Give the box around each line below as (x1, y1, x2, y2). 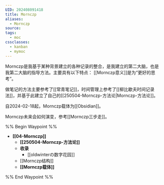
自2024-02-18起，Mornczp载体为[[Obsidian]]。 (5, 103, 104, 109)
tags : (5, 30, 16, 35)
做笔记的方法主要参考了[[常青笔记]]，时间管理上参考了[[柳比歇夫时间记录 (5, 86, 155, 92)
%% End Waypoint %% (5, 174, 53, 180)
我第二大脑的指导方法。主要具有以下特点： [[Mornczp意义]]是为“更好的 (5, 69, 151, 75)
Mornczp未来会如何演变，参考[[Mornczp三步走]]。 (5, 113, 110, 119)
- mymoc (9, 49, 26, 54)
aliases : (5, 16, 23, 21)
